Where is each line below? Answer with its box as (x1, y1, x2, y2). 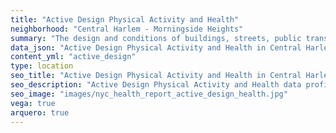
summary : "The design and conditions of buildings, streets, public (10, 33, 302, 43)
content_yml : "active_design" (10, 52, 137, 62)
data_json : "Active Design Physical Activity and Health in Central (10, 42, 302, 53)
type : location (10, 61, 74, 71)
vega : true (10, 98, 56, 108)
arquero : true (10, 107, 70, 118)
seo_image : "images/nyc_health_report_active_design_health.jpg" (10, 89, 288, 99)
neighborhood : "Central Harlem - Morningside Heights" (10, 24, 244, 34)
